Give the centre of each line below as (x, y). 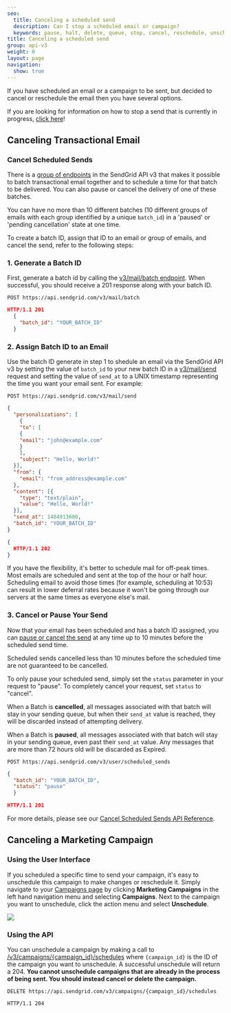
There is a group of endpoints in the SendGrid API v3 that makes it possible (114, 175)
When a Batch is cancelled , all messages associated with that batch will (109, 706)
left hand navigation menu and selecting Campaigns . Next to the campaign (113, 896)
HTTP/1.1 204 (26, 1004)
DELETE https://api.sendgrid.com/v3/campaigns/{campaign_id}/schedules (112, 992)
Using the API (30, 935)
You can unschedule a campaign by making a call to (81, 950)
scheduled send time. (38, 644)
